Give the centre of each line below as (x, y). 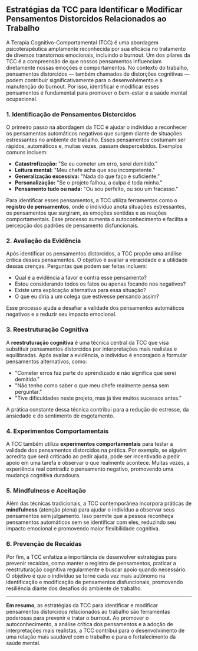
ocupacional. (22, 99)
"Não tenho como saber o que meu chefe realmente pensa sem (92, 385)
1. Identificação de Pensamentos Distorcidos (71, 114)
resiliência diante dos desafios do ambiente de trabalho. (74, 588)
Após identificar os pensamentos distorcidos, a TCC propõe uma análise (94, 254)
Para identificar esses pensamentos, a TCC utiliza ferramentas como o (92, 200)
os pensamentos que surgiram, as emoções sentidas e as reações (86, 213)
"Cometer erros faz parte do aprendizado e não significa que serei (95, 373)
